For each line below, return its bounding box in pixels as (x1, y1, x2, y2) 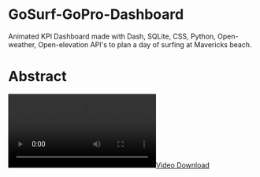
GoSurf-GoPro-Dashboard (8, 6, 184, 24)
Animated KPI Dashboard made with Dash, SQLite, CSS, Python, (8, 31, 217, 41)
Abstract (8, 68, 67, 86)
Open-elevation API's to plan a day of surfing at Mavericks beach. (38, 39, 252, 49)
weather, (8, 39, 37, 49)
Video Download (156, 160, 210, 170)
